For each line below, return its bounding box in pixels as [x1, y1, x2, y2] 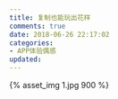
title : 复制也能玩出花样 [9, 13, 91, 22]
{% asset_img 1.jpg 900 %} [9, 80, 110, 90]
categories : [9, 38, 54, 48]
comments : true [9, 22, 66, 31]
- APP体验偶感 [9, 47, 56, 56]
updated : [9, 55, 42, 64]
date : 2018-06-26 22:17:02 [9, 30, 110, 39]
